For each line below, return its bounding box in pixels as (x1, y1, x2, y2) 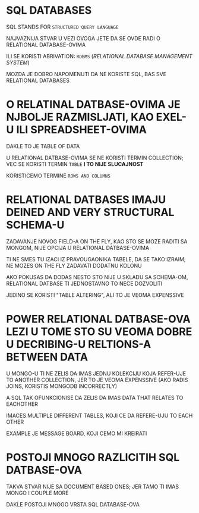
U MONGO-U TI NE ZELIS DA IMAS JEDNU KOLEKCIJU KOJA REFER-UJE (6, 370, 186, 377)
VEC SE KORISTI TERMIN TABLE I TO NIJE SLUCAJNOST (6, 160, 144, 167)
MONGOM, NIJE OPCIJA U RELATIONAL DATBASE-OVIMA (6, 244, 150, 251)
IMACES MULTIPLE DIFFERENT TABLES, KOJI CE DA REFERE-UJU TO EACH (6, 412, 193, 419)
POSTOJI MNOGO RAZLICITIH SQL (6, 451, 180, 464)
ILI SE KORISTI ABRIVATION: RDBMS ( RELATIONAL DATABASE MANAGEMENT (6, 52, 193, 60)
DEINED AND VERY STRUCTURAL (6, 206, 175, 219)
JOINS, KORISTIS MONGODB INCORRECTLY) (6, 382, 118, 390)
